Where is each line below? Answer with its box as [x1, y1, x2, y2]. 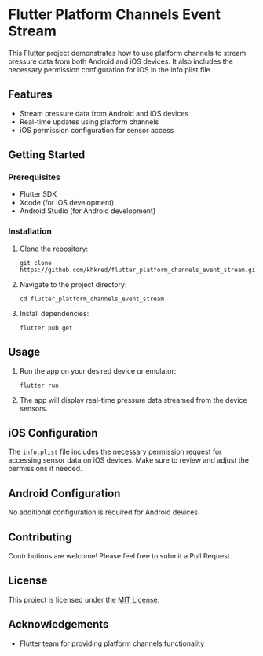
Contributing [8, 530, 72, 544]
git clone [19, 259, 53, 267]
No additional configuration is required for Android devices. [8, 507, 200, 517]
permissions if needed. [8, 464, 82, 474]
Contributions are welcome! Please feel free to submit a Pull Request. [8, 551, 232, 560]
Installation [8, 226, 53, 237]
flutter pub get [19, 324, 73, 332]
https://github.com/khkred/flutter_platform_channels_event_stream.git [19, 266, 259, 274]
